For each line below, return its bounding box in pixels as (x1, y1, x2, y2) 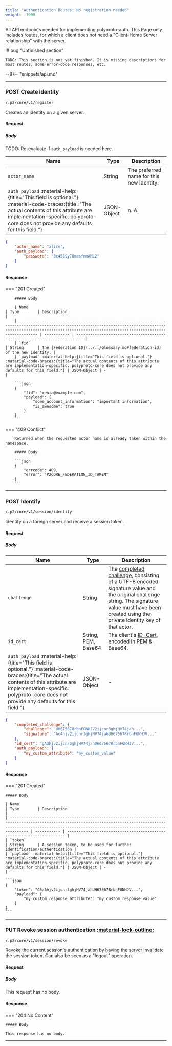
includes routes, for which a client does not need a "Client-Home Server (5, 32, 158, 38)
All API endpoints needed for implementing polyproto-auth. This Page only (5, 26, 162, 32)
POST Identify (5, 498, 41, 505)
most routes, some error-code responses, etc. (5, 62, 106, 67)
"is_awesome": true (32, 403, 74, 409)
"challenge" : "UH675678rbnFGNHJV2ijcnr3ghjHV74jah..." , (24, 727, 145, 732)
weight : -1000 (5, 12, 36, 17)
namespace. (5, 441, 29, 446)
